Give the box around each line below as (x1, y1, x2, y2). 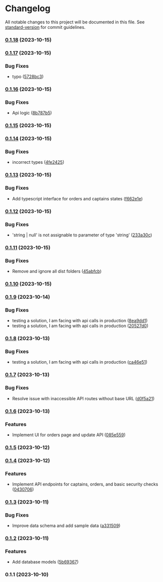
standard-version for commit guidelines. (5, 24, 86, 30)
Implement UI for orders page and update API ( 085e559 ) (12, 432, 126, 438)
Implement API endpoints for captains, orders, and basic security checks (12, 481, 158, 487)
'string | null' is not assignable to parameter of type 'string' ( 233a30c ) (12, 232, 152, 238)
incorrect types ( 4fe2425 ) (12, 159, 65, 165)
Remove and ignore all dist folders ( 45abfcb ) (12, 269, 102, 274)
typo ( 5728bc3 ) (12, 74, 44, 79)
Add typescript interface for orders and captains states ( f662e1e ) (12, 195, 143, 201)
